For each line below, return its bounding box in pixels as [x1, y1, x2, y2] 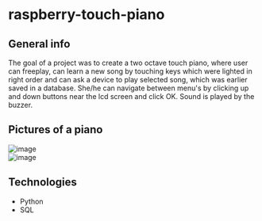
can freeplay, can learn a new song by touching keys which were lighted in [8, 67, 252, 76]
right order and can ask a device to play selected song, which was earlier [8, 75, 248, 84]
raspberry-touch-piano [8, 6, 165, 24]
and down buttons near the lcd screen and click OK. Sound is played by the [8, 92, 255, 101]
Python [19, 196, 44, 206]
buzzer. [8, 101, 33, 109]
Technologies [8, 176, 78, 189]
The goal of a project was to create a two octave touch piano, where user [8, 58, 249, 67]
